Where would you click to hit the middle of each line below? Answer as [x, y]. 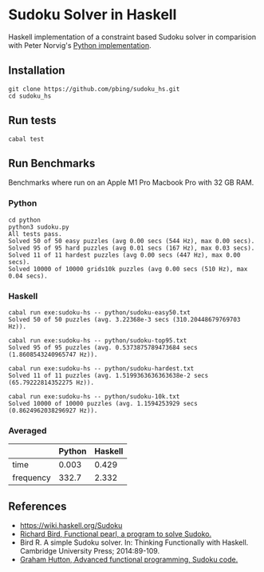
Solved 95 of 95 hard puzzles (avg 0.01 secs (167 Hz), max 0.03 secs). [132, 248]
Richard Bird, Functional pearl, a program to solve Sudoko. [116, 534]
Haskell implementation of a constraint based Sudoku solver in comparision [132, 37]
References [37, 506]
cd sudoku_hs [30, 96]
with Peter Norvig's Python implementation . [80, 45]
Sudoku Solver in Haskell [93, 15]
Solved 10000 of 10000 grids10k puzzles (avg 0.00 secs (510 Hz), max [128, 269]
